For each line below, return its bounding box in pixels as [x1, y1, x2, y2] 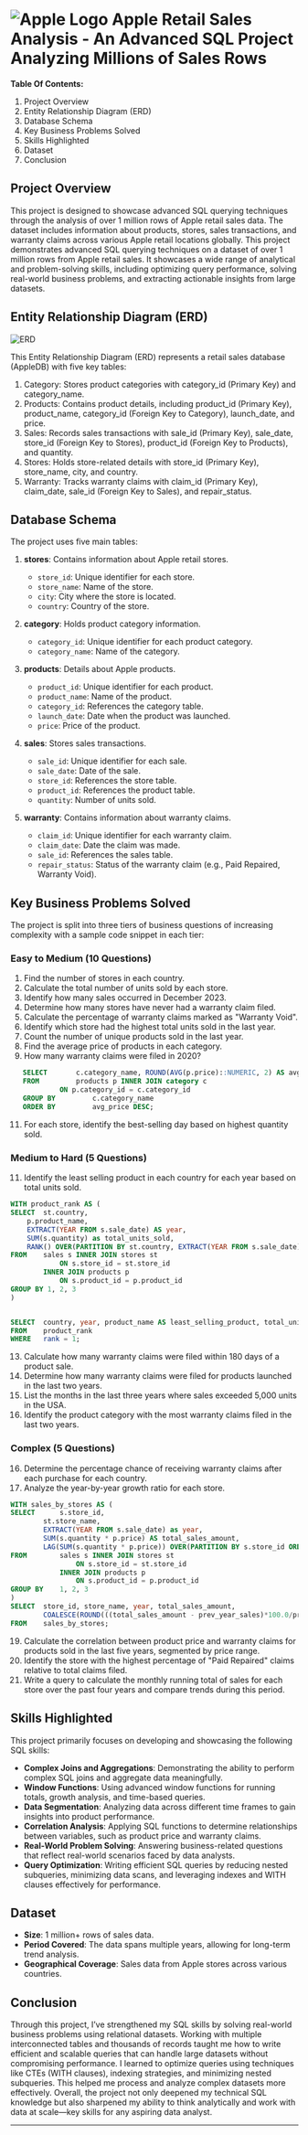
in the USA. [23, 1400, 67, 1411]
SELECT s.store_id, [10, 1509, 105, 1518]
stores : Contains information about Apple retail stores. [23, 554, 229, 565]
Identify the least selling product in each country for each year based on [23, 1172, 296, 1183]
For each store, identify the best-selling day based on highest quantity [23, 1118, 289, 1129]
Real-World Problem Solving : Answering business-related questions [23, 1840, 283, 1851]
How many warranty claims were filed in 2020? [23, 1051, 202, 1062]
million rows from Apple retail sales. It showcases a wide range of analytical [10, 253, 296, 264]
